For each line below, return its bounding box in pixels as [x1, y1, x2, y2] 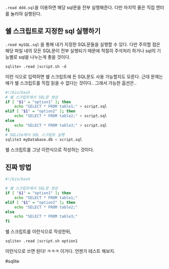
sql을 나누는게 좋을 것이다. [18, 54, 71, 60]
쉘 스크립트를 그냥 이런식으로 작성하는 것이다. [5, 147, 94, 153]
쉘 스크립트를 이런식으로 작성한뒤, [5, 229, 72, 235]
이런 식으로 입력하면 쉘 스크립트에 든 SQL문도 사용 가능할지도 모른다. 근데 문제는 [5, 73, 163, 79]
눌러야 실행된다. [10, 11, 42, 17]
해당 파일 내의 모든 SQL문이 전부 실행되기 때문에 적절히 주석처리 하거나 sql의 [5, 48, 156, 54]
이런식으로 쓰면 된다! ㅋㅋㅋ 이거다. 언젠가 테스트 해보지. [5, 248, 116, 254]
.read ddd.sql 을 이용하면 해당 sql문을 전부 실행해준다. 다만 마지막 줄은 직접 [5, 5, 155, 10]
